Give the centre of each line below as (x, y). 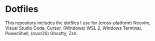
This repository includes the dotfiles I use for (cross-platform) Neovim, (78, 23)
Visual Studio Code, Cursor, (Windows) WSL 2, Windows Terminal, (74, 28)
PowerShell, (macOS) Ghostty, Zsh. (41, 33)
